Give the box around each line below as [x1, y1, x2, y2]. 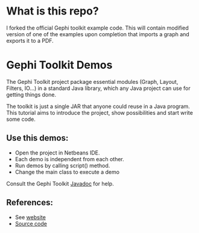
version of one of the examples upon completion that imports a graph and [6, 30, 190, 37]
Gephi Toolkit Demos [6, 59, 113, 72]
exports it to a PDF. [6, 37, 54, 44]
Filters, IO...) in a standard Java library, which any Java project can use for [6, 85, 191, 92]
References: [6, 197, 53, 208]
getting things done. [6, 91, 56, 98]
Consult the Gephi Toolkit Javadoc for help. [6, 180, 115, 187]
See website [14, 213, 46, 221]
